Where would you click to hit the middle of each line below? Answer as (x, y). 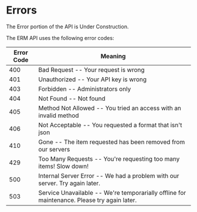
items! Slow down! (64, 166)
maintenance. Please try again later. (88, 200)
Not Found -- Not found (72, 98)
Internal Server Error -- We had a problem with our (109, 175)
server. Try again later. (69, 183)
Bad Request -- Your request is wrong (91, 69)
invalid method (59, 115)
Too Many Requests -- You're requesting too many (109, 158)
